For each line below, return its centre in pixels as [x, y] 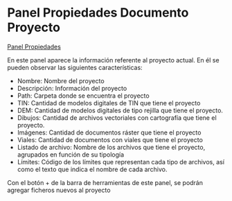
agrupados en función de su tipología [71, 155]
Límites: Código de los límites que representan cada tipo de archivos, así [121, 161]
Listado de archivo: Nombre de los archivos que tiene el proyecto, [111, 147]
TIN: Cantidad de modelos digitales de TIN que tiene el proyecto [109, 103]
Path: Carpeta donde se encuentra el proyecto [83, 96]
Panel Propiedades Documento [98, 13]
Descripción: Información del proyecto [72, 88]
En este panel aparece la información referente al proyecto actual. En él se [113, 60]
